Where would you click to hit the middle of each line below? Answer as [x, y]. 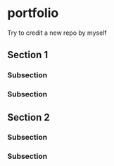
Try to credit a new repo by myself [57, 33]
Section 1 [27, 55]
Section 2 [29, 117]
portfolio [33, 13]
